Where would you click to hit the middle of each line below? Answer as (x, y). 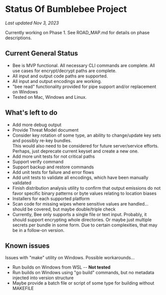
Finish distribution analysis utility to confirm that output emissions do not (86, 188)
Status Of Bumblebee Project (66, 9)
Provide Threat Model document (45, 130)
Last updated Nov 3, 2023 (32, 23)
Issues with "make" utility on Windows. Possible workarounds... (70, 258)
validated (22, 183)
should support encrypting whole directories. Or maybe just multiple (82, 220)
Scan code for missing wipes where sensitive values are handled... (80, 204)
